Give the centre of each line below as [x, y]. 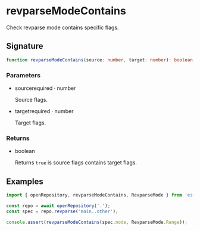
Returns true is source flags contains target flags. [76, 163]
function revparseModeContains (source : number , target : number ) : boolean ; [101, 60]
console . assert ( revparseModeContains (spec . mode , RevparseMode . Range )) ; [97, 222]
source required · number [45, 88]
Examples [25, 181]
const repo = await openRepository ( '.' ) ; [58, 206]
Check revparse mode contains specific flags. [62, 27]
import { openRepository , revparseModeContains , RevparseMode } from [94, 195]
